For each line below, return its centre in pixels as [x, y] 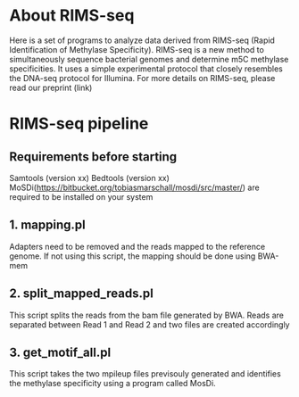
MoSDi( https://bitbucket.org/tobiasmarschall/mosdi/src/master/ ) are [135, 187]
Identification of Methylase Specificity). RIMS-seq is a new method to [137, 49]
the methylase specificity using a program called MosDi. [112, 384]
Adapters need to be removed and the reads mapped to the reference [137, 246]
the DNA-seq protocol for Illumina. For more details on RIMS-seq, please [142, 78]
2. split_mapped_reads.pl [81, 294]
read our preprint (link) [51, 87]
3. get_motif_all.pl [60, 352]
